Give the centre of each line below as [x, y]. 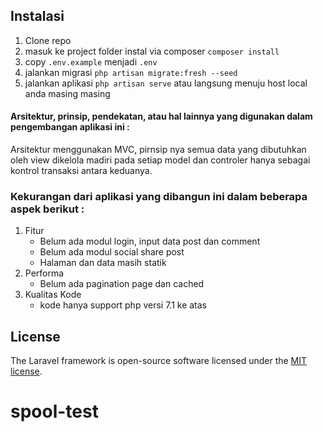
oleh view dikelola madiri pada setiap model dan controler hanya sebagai [160, 160]
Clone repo [48, 40]
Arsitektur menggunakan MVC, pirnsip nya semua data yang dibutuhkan [158, 150]
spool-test [54, 411]
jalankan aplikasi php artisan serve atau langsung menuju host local [166, 83]
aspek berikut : [47, 209]
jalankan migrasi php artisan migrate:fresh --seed [131, 72]
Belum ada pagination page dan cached [122, 284]
